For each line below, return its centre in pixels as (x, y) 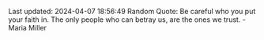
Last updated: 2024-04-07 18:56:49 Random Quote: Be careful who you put (132, 11)
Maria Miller (28, 28)
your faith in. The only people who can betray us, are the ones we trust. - (127, 19)
